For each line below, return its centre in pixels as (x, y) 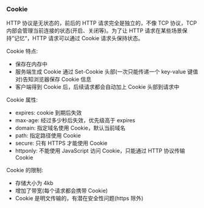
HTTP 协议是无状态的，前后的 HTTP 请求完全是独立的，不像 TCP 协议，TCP (102, 23)
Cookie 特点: (22, 51)
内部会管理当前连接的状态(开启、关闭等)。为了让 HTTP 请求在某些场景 (94, 31)
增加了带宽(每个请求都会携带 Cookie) (62, 191)
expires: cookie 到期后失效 (48, 113)
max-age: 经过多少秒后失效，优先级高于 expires (75, 120)
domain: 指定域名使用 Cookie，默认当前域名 (70, 128)
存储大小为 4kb (34, 183)
